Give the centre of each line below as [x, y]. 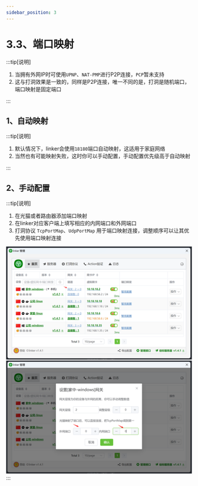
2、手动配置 [28, 188]
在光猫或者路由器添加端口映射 [51, 216]
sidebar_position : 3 [32, 12]
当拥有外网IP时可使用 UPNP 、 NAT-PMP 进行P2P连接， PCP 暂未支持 [90, 74]
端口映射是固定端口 [38, 89]
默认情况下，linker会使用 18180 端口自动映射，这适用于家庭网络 [90, 149]
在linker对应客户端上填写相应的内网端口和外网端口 [75, 223]
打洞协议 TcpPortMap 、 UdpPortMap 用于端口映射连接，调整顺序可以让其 [99, 231]
